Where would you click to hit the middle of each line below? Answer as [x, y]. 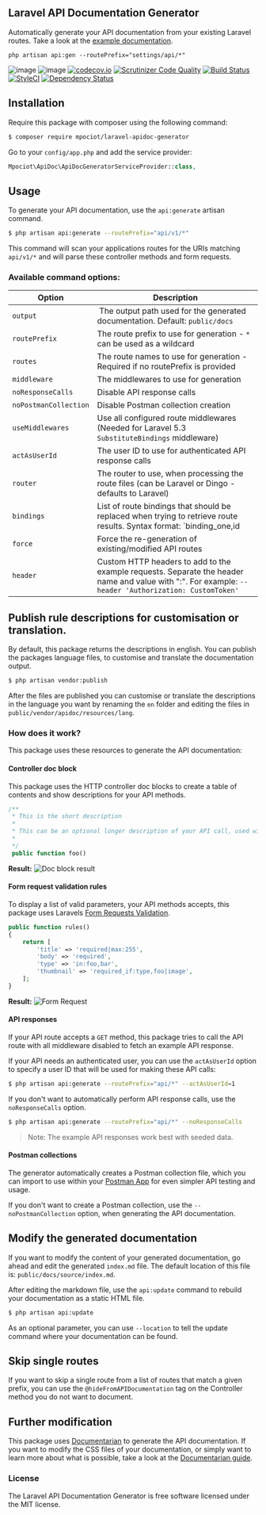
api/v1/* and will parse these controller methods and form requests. [120, 257]
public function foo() [49, 853]
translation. [38, 630]
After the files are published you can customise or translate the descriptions [132, 696]
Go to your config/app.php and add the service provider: [100, 152]
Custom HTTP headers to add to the [164, 562]
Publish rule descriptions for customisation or [123, 618]
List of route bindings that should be [164, 507]
